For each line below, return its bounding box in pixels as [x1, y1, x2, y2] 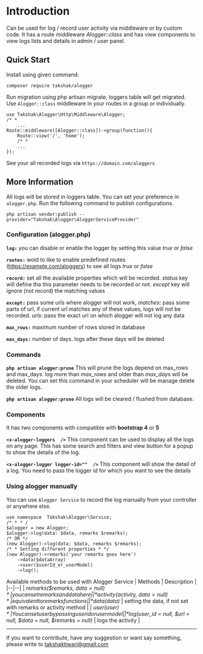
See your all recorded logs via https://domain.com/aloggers [6, 159, 155, 166]
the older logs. [6, 383, 42, 391]
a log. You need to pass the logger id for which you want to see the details [6, 467, 192, 474]
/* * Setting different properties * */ [6, 546, 110, 552]
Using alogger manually [6, 482, 78, 491]
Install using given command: [6, 71, 80, 78]
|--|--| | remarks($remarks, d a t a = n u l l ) [6, 584, 105, 592]
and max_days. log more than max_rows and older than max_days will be [6, 371, 188, 378]
